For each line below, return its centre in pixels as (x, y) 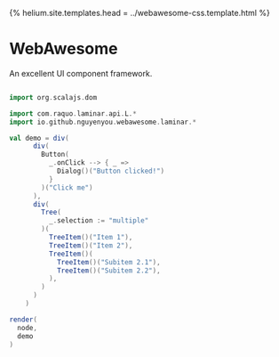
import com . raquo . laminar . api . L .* (73, 114)
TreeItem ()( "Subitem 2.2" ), (109, 271)
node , (28, 328)
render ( (24, 320)
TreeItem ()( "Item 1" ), (91, 238)
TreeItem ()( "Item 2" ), (91, 245)
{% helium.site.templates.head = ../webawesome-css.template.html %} (140, 13)
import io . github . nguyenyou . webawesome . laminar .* (103, 122)
